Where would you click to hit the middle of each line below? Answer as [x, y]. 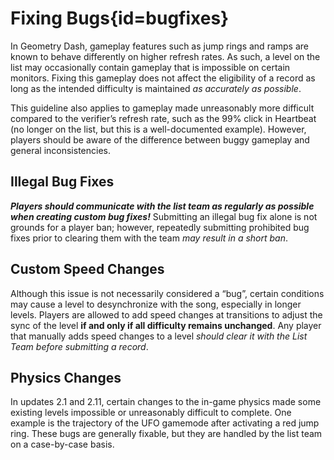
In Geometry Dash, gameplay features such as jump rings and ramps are [159, 46]
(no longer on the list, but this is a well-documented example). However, [158, 129]
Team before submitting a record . [79, 346]
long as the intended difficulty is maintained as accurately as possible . [156, 88]
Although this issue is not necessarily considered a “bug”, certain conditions [167, 293]
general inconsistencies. [60, 150]
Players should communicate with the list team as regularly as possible [162, 206]
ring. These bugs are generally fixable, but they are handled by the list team [166, 434]
